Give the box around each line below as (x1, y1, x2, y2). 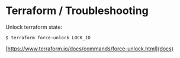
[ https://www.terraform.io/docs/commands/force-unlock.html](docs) (5, 45, 174, 52)
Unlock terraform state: (5, 23, 63, 30)
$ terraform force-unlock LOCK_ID (5, 35, 91, 40)
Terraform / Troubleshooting (5, 4, 149, 18)
